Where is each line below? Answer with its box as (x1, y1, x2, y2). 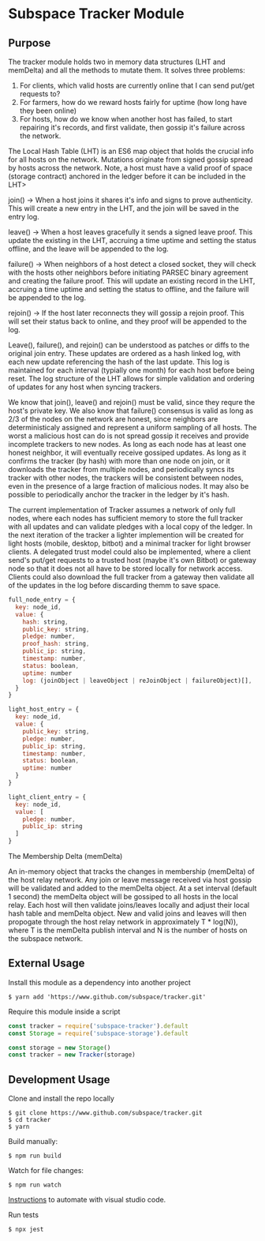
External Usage (8, 957, 85, 970)
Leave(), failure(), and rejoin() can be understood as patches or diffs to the (8, 340, 250, 350)
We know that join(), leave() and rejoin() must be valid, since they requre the (8, 398, 256, 407)
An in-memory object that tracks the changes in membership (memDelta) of (8, 867, 255, 876)
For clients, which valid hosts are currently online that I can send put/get (19, 81, 255, 90)
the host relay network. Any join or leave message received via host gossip (8, 875, 252, 884)
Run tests (8, 1210, 39, 1220)
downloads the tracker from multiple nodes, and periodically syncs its (8, 465, 235, 474)
